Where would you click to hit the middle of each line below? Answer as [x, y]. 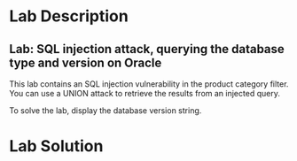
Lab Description [69, 16]
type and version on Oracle [86, 62]
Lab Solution [56, 146]
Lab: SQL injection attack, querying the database [147, 49]
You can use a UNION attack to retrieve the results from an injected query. [145, 93]
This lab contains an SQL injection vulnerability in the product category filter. [149, 84]
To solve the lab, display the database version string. [106, 111]
